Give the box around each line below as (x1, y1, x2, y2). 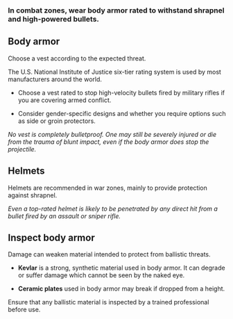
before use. (8, 305, 41, 314)
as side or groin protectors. (17, 117, 96, 125)
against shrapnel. (8, 190, 58, 199)
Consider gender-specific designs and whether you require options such (17, 109, 226, 117)
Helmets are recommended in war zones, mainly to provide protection (8, 183, 207, 192)
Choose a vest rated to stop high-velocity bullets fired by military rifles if (17, 88, 225, 97)
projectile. (8, 145, 37, 153)
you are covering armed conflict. (17, 96, 112, 104)
